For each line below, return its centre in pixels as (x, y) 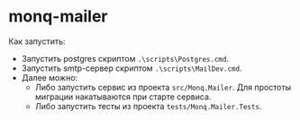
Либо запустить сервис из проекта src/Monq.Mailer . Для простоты (163, 87)
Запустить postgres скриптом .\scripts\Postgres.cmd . (125, 58)
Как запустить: (37, 41)
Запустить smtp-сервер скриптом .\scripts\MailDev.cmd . (132, 68)
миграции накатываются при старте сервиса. (123, 97)
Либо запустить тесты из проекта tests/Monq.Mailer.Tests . (148, 106)
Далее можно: (50, 77)
